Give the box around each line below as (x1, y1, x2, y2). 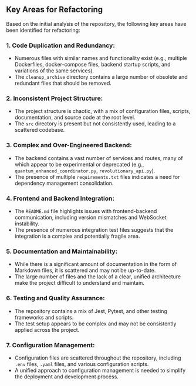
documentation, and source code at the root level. (14, 114, 136, 121)
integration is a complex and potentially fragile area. (14, 232, 140, 239)
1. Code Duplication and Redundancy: (6, 41, 116, 49)
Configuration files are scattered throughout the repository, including (14, 354, 181, 361)
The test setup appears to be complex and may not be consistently (14, 320, 177, 327)
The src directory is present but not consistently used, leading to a (14, 120, 176, 127)
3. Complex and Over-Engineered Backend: (6, 141, 132, 149)
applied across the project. (14, 326, 80, 333)
